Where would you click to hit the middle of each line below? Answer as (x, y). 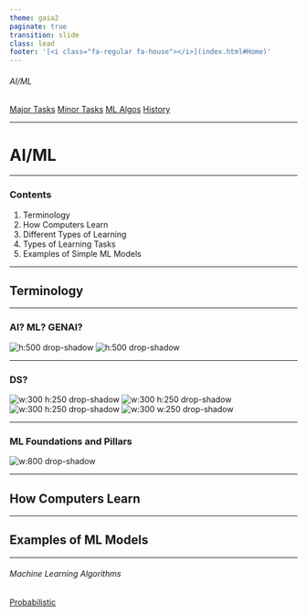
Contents (31, 195)
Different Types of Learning (74, 234)
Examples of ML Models (79, 540)
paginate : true (38, 27)
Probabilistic (33, 602)
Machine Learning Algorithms (65, 574)
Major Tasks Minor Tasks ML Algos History (90, 110)
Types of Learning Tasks (69, 244)
